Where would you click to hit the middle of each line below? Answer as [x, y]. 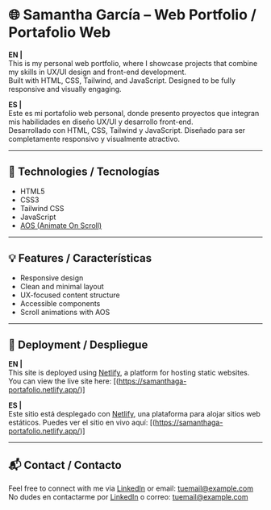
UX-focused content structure [70, 295]
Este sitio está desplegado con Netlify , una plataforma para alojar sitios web [134, 414]
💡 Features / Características [80, 258]
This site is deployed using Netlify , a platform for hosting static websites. [129, 373]
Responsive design [52, 278]
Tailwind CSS [42, 208]
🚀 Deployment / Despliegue [78, 344]
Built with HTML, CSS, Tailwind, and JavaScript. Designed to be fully [122, 80]
